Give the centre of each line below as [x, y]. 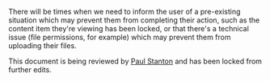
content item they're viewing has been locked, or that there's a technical [129, 28]
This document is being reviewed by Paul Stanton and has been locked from [135, 61]
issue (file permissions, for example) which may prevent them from [120, 37]
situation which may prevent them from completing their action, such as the [134, 20]
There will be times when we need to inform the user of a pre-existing [124, 12]
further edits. [30, 70]
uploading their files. [42, 46]
